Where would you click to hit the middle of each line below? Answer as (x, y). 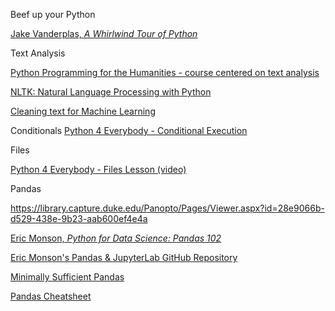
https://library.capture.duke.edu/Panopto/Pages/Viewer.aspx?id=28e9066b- (167, 208)
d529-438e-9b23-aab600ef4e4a (79, 218)
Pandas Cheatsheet (51, 296)
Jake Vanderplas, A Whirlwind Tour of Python (104, 33)
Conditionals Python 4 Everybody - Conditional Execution (129, 130)
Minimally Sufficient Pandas (67, 277)
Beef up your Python (53, 14)
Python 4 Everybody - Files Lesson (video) (98, 169)
